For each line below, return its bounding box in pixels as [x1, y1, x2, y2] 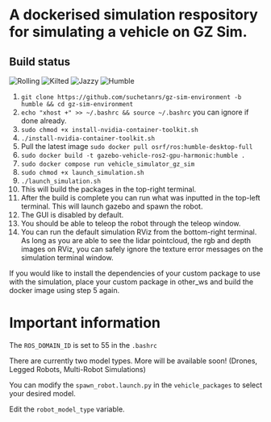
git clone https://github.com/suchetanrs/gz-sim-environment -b [20, 93, 242, 101]
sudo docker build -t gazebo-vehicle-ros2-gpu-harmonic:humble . [20, 151, 245, 159]
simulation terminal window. [20, 253, 114, 263]
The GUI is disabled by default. [20, 210, 124, 219]
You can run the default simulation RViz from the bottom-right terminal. [20, 227, 257, 237]
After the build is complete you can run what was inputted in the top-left [20, 193, 261, 202]
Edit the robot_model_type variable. [9, 404, 125, 414]
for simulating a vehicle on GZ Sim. [9, 23, 248, 41]
